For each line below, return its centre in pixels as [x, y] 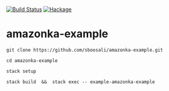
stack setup [21, 71]
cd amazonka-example [32, 61]
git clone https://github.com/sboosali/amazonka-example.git [85, 50]
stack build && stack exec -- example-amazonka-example [81, 82]
